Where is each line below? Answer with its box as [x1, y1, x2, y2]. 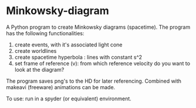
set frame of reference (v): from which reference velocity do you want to [14, 60, 191, 67]
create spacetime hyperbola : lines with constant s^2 [14, 53, 143, 60]
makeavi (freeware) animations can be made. [6, 83, 116, 90]
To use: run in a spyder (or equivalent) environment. [6, 95, 132, 102]
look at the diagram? [14, 66, 65, 73]
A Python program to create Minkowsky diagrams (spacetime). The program [6, 23, 191, 31]
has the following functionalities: [6, 29, 85, 36]
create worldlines [14, 47, 57, 54]
